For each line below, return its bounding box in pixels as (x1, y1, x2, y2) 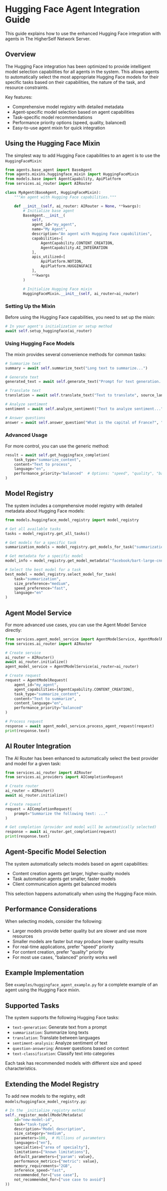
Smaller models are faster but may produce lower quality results (12, 938, 144, 944)
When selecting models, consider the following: (5, 918, 103, 924)
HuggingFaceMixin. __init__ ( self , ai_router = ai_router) (23, 291, 139, 296)
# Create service (5, 650, 41, 655)
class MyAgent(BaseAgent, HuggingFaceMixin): (5, 190, 101, 195)
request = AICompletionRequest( (5, 806, 72, 812)
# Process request (5, 719, 43, 724)
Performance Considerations (5, 905, 97, 913)
